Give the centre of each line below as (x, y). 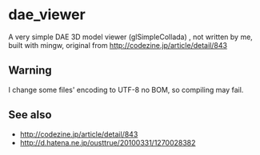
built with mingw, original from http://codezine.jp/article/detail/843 (118, 45)
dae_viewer (47, 15)
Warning (30, 71)
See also (30, 115)
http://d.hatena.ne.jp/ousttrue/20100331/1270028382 (108, 142)
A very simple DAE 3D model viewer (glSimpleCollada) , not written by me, (131, 37)
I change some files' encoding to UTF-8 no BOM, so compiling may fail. (126, 89)
